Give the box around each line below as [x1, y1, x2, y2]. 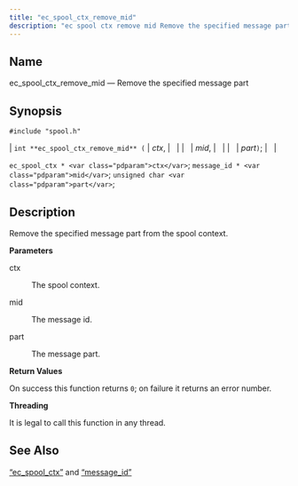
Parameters [9, 245, 53, 256]
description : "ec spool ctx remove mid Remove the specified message [9, 21, 272, 30]
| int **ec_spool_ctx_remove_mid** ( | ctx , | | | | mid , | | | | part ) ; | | [9, 143, 277, 154]
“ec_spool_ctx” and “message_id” [9, 466, 132, 477]
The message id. [31, 314, 93, 324]
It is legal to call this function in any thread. [9, 417, 166, 427]
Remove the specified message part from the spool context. [9, 227, 229, 238]
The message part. [31, 348, 100, 359]
